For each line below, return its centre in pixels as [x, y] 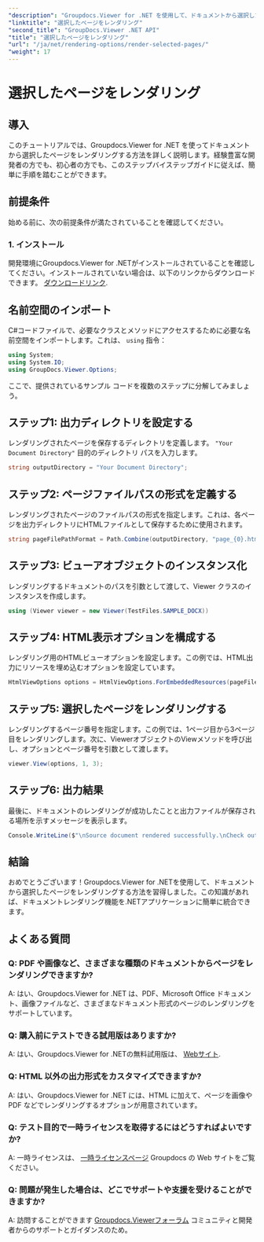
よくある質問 [39, 939]
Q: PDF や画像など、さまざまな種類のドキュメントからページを [127, 963]
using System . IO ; [37, 362]
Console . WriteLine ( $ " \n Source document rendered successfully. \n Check [126, 835]
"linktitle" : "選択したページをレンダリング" [75, 23]
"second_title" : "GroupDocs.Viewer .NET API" [84, 30]
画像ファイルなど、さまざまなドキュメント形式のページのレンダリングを [138, 1004]
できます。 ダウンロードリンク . [58, 283]
